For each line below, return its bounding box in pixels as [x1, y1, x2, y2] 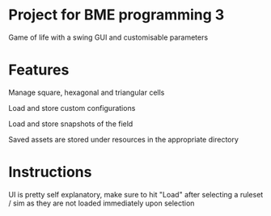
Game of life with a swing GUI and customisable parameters [8, 32, 209, 42]
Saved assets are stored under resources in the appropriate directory [8, 134, 239, 144]
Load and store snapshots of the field [8, 119, 133, 129]
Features [8, 61, 70, 79]
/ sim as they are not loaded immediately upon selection [8, 198, 195, 208]
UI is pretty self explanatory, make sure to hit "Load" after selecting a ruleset [8, 189, 264, 199]
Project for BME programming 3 [8, 6, 225, 24]
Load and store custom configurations [8, 103, 136, 112]
